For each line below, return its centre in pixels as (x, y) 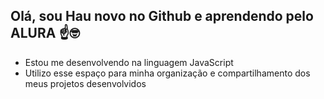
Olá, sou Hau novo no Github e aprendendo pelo (162, 16)
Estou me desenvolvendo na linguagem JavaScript (129, 62)
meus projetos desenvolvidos (85, 83)
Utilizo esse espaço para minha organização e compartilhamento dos (167, 73)
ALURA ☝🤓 (45, 33)
